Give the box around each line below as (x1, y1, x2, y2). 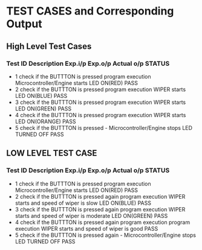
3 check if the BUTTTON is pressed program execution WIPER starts (15, 98, 186, 106)
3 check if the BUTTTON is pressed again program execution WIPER (15, 205, 186, 213)
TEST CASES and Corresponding (6, 4, 174, 18)
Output (6, 17, 42, 31)
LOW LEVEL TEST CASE (6, 148, 97, 158)
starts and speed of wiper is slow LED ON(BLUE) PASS (15, 199, 151, 207)
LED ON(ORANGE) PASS (15, 118, 76, 125)
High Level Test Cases (6, 41, 92, 51)
